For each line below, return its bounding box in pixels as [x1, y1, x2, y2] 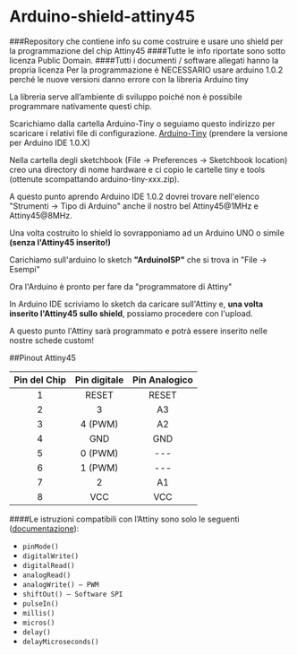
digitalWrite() [21, 551, 80, 561]
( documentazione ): [9, 522, 80, 534]
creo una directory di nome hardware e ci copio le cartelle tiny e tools [9, 164, 266, 175]
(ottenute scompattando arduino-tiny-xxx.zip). [9, 173, 180, 185]
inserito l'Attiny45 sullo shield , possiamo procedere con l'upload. [9, 307, 253, 319]
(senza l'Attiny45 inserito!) [9, 237, 112, 247]
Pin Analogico [132, 374, 194, 386]
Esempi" [9, 263, 40, 274]
